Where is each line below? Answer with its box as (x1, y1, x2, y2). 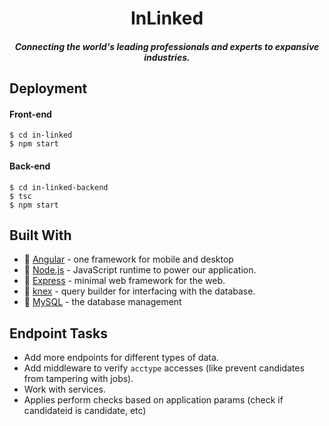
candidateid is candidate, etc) (23, 405, 147, 417)
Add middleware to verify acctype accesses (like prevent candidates (23, 362, 305, 374)
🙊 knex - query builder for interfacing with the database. (23, 285, 256, 297)
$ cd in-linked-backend (9, 182, 109, 192)
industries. (143, 51, 191, 63)
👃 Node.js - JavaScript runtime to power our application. (23, 264, 257, 276)
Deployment (9, 80, 88, 97)
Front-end (9, 108, 52, 120)
